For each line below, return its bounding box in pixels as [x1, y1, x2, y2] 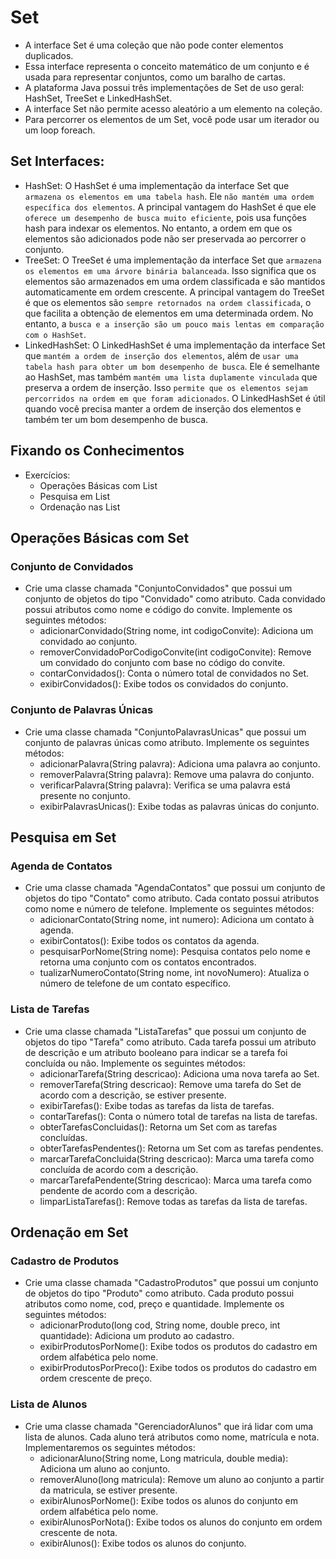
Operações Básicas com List [39, 479, 158, 491]
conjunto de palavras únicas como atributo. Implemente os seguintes [24, 736, 310, 748]
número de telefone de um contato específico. [39, 977, 232, 990]
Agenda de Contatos [10, 859, 113, 873]
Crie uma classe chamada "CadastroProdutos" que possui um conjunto [24, 1277, 319, 1289]
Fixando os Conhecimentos [10, 442, 185, 460]
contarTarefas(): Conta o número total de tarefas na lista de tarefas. [39, 1110, 318, 1122]
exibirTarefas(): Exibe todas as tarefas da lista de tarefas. [39, 1099, 275, 1111]
